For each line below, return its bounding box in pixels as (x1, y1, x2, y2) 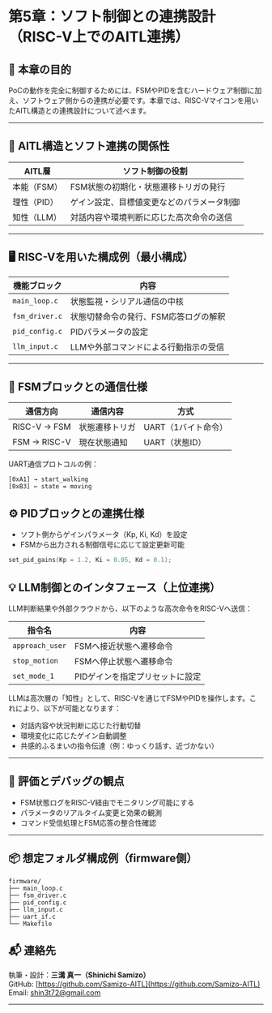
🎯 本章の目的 (8, 62, 71, 76)
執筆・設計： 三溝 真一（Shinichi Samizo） (8, 970, 151, 980)
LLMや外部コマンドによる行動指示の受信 (70, 341, 225, 353)
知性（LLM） (12, 212, 62, 223)
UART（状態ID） (143, 437, 206, 449)
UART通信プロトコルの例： (8, 459, 99, 469)
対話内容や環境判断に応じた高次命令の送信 (70, 212, 233, 223)
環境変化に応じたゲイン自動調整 (19, 731, 127, 740)
